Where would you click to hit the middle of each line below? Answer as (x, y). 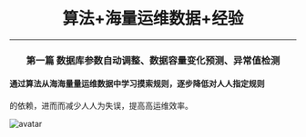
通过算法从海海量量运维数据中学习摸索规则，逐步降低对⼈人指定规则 (137, 83)
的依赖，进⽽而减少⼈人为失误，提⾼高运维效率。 (101, 106)
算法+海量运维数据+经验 (153, 19)
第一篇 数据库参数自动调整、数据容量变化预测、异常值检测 (153, 60)
